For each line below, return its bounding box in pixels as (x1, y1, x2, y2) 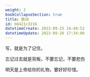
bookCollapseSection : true (5, 12, 62, 17)
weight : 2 (5, 7, 26, 13)
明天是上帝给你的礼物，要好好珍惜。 (5, 66, 81, 72)
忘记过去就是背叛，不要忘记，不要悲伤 (5, 56, 85, 62)
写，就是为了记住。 (5, 45, 46, 51)
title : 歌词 (5, 17, 29, 22)
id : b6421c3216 (5, 21, 37, 27)
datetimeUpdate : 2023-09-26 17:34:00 (5, 31, 85, 36)
